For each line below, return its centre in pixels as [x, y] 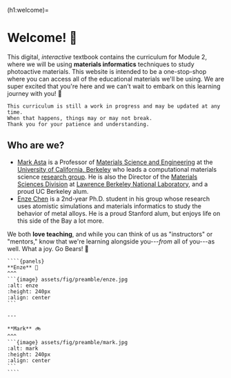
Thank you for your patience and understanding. [78, 124]
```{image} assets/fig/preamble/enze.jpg [68, 279]
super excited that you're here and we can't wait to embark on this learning [114, 86]
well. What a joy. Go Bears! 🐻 [48, 248]
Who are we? [36, 145]
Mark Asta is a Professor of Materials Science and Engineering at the [115, 162]
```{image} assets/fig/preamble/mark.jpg [68, 342]
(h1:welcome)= [28, 10]
